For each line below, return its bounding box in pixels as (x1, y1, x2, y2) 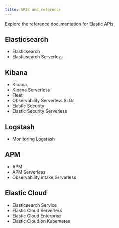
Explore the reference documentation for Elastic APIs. (5, 21, 115, 27)
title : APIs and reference (5, 7, 61, 12)
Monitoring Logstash (12, 136, 55, 142)
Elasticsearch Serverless (12, 54, 63, 60)
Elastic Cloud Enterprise (12, 213, 62, 219)
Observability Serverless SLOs (12, 98, 75, 104)
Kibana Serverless (12, 87, 50, 93)
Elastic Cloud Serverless (12, 207, 62, 213)
